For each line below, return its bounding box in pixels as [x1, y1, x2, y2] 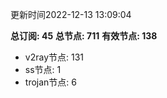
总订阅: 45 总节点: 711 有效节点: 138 [10, 30, 158, 42]
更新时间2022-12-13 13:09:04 [10, 9, 132, 20]
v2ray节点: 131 [24, 51, 85, 63]
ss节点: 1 [24, 64, 62, 75]
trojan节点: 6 [24, 76, 77, 88]
